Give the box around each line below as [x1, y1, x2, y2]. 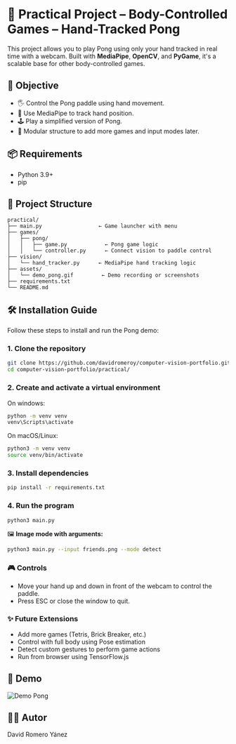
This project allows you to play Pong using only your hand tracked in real [7, 44, 218, 53]
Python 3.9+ [17, 170, 54, 178]
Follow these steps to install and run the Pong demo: [7, 326, 159, 335]
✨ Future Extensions [7, 614, 79, 624]
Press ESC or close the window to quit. [17, 597, 130, 605]
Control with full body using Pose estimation [17, 637, 146, 646]
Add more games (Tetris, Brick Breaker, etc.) [17, 630, 147, 638]
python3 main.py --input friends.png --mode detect [7, 546, 162, 553]
